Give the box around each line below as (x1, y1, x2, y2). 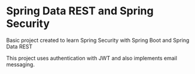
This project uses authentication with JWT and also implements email (6, 54, 178, 61)
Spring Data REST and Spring (6, 4, 154, 18)
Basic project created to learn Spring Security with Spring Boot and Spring (6, 36, 190, 44)
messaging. (6, 61, 35, 68)
